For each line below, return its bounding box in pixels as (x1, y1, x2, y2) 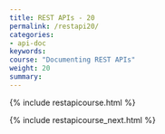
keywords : (9, 47, 47, 56)
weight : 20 (9, 64, 51, 73)
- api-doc (9, 38, 47, 48)
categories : (9, 30, 54, 39)
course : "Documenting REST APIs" (9, 55, 136, 64)
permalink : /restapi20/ (9, 22, 100, 31)
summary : (9, 72, 43, 81)
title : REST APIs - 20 (9, 13, 95, 23)
